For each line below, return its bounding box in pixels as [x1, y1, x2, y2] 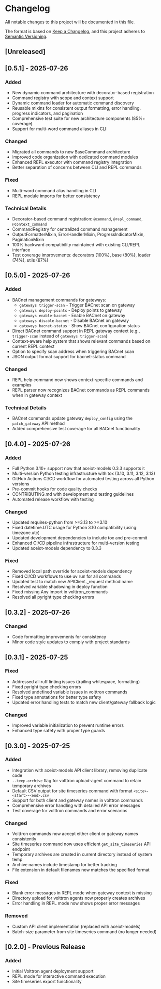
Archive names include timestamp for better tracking [12, 862, 117, 868]
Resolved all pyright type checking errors [12, 594, 94, 600]
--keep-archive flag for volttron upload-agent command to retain [12, 777, 142, 783]
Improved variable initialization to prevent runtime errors [12, 722, 124, 728]
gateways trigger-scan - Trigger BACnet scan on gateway [19, 302, 135, 308]
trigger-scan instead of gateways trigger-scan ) [12, 333, 108, 339]
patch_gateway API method [12, 420, 65, 426]
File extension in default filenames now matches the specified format [12, 867, 150, 873]
